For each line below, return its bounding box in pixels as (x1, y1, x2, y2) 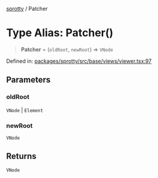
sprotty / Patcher (6, 5, 48, 12)
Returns (6, 151, 37, 161)
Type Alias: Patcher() (6, 26, 114, 40)
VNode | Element (6, 106, 44, 113)
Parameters (6, 75, 51, 85)
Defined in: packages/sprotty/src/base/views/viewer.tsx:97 (6, 57, 152, 65)
